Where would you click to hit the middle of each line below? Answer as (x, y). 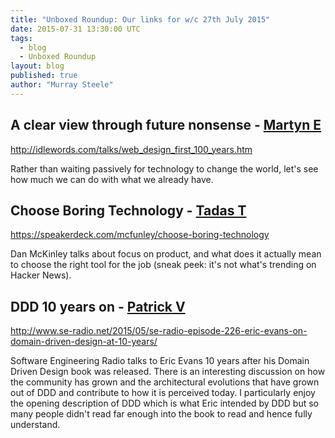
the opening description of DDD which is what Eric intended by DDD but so (164, 403)
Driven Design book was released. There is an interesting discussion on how (168, 372)
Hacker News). (41, 275)
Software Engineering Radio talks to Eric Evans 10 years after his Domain (160, 361)
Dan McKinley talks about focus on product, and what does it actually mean (166, 254)
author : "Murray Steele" (62, 85)
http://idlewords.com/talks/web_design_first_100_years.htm (131, 149)
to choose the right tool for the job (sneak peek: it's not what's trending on (163, 265)
